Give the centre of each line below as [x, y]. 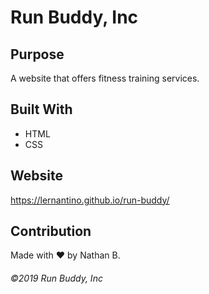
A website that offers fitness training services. [105, 78]
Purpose [37, 54]
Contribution [51, 231]
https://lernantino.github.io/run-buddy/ [90, 200]
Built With [41, 109]
